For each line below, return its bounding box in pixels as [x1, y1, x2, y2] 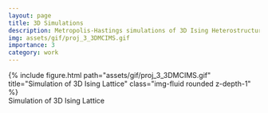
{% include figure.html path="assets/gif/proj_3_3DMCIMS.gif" [8, 71, 211, 80]
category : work [8, 49, 59, 56]
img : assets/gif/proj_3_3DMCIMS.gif [8, 33, 130, 42]
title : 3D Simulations [8, 19, 84, 27]
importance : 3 [8, 41, 56, 49]
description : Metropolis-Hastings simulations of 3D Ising [8, 26, 209, 34]
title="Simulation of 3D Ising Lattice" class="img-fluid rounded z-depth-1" [8, 79, 251, 88]
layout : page [8, 11, 52, 20]
